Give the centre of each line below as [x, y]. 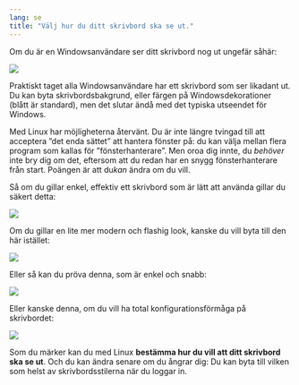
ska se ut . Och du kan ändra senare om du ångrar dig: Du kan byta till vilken [149, 361]
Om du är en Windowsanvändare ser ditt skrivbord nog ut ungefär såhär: [143, 51]
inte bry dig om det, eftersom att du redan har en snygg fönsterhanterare [143, 160]
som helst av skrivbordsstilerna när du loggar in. [98, 371]
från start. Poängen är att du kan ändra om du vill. [100, 169]
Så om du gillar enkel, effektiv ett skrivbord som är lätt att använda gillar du [148, 187]
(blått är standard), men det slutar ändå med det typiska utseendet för [138, 105]
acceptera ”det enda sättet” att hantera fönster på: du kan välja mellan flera [148, 141]
